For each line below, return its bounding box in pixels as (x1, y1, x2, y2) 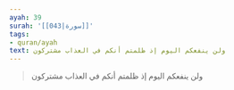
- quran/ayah (9, 37, 58, 47)
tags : (9, 29, 29, 38)
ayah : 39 (9, 12, 42, 22)
